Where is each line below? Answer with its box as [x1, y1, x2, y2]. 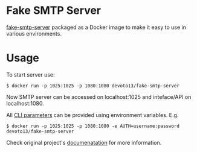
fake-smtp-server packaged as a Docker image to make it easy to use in [6, 24, 186, 31]
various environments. [6, 30, 62, 37]
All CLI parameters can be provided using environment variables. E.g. [6, 111, 179, 118]
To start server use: [6, 71, 56, 78]
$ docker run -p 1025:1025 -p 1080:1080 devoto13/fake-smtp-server [6, 83, 180, 89]
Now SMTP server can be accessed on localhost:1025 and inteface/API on [6, 93, 192, 100]
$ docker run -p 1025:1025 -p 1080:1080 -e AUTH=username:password [6, 123, 180, 129]
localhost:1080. [6, 100, 44, 107]
